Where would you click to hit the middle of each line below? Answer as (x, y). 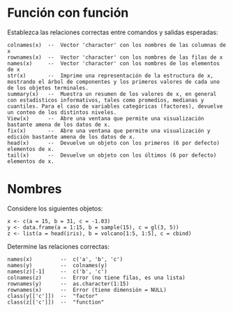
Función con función (68, 13)
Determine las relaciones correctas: (58, 246)
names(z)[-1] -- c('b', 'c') (58, 271)
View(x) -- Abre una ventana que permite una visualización (106, 118)
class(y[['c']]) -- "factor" (53, 296)
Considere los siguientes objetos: (55, 208)
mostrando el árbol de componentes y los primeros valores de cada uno (113, 82)
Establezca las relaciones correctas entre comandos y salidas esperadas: (113, 32)
